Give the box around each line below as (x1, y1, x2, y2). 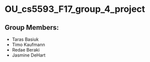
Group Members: (5, 23, 59, 32)
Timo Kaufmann (12, 42, 46, 48)
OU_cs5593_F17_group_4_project (5, 3, 145, 15)
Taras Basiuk (12, 36, 39, 42)
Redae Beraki (12, 47, 40, 53)
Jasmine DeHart (12, 52, 46, 58)
